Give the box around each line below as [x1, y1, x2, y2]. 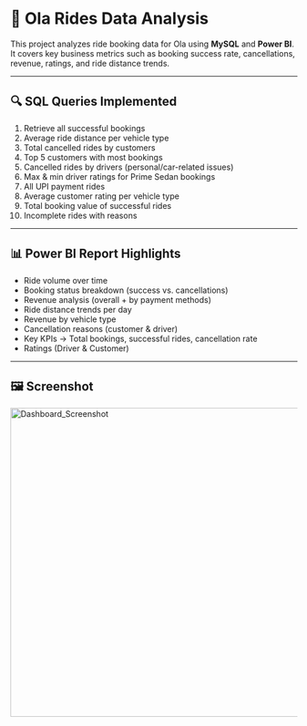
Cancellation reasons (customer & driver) [23, 323, 179, 334]
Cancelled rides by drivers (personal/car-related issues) [23, 161, 234, 172]
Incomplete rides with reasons [23, 210, 138, 221]
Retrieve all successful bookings [23, 122, 146, 133]
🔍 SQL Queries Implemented [10, 94, 178, 109]
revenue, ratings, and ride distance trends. [10, 57, 170, 68]
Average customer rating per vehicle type [23, 191, 180, 202]
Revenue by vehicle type [23, 314, 117, 325]
